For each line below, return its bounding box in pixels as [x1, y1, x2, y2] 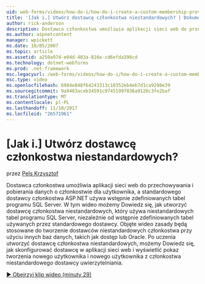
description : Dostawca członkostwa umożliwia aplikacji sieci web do [6, 26, 187, 32]
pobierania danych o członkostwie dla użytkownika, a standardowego [6, 188, 181, 195]
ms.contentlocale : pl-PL [6, 99, 70, 105]
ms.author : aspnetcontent [6, 32, 72, 38]
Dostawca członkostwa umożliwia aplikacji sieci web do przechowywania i [6, 182, 194, 189]
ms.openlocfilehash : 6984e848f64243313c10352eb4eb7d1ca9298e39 [6, 83, 171, 89]
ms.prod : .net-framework [6, 65, 70, 72]
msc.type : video [6, 77, 48, 83]
